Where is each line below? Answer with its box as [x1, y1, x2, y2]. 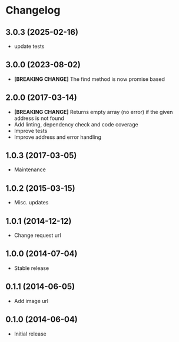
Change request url [14, 232, 61, 239]
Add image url [14, 297, 48, 304]
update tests [14, 43, 45, 50]
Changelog [5, 4, 61, 17]
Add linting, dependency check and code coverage [14, 120, 139, 128]
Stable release [14, 264, 49, 272]
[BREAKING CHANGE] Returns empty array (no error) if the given [14, 108, 173, 115]
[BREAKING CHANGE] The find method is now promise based [14, 75, 165, 83]
